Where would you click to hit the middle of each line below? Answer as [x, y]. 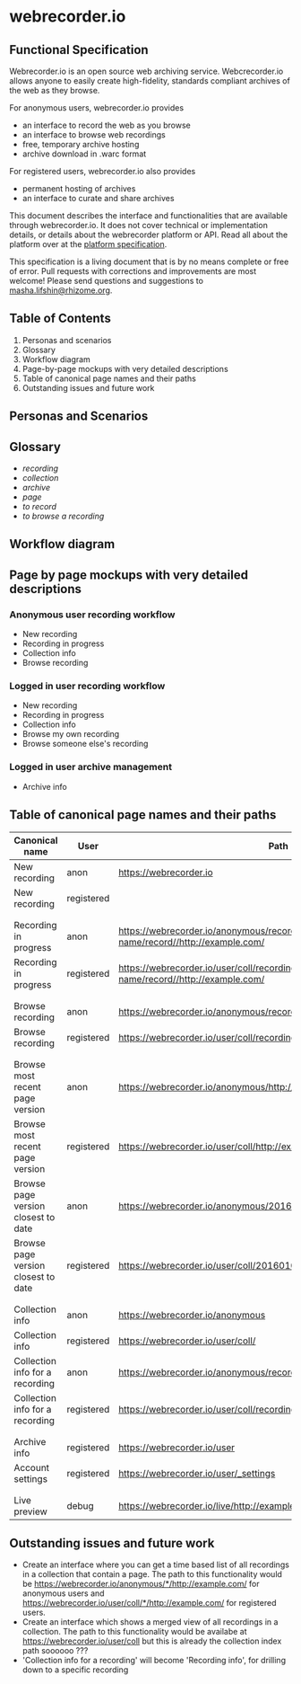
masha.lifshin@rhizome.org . [61, 290]
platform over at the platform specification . [88, 244]
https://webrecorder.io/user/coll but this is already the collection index [152, 1641]
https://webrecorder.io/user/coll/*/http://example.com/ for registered [149, 1603]
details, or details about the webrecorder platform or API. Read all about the [149, 235]
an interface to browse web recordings [94, 135]
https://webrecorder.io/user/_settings [197, 1473]
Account [32, 1467]
